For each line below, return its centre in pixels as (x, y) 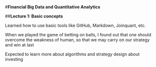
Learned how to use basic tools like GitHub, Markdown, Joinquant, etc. (75, 25)
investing (14, 59)
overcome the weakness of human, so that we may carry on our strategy (77, 40)
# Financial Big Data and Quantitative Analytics (53, 7)
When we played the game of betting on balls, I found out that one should (78, 35)
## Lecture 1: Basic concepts (34, 16)
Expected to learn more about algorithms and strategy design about (72, 54)
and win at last (20, 45)
